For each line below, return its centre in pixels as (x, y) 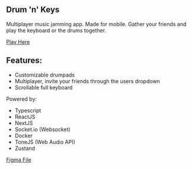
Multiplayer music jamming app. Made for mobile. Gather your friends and (96, 24)
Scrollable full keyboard (44, 87)
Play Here (18, 42)
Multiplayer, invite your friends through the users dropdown (87, 81)
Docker (24, 135)
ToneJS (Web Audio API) (45, 142)
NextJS (24, 123)
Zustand (25, 148)
